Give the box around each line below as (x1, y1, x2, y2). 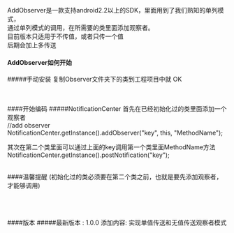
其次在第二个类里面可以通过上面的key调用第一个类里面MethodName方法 (7, 143, 216, 151)
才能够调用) (7, 181, 41, 190)
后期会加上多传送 (7, 41, 57, 49)
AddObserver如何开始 (7, 58, 72, 66)
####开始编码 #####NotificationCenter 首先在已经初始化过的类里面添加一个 (7, 105, 227, 113)
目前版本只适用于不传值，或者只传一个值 (7, 32, 124, 40)
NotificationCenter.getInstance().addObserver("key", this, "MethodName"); (7, 128, 224, 137)
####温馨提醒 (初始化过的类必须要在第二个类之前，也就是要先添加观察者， (7, 173, 223, 181)
